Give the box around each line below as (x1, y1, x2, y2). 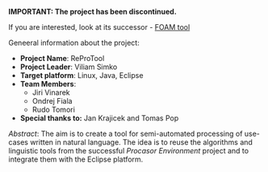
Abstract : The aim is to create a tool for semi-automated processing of (8, 129, 243, 138)
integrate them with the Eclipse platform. (8, 154, 144, 164)
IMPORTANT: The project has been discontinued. (8, 7, 178, 16)
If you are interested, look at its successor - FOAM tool (8, 23, 191, 31)
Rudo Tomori (31, 104, 75, 114)
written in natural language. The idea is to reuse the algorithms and (29, 137, 253, 147)
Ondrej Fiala (31, 96, 73, 105)
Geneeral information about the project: (8, 38, 140, 47)
